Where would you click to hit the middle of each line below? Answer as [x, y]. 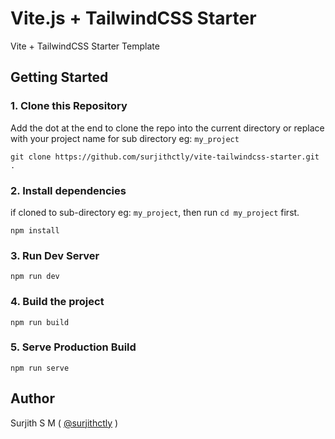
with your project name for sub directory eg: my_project [125, 138]
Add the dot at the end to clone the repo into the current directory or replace [167, 128]
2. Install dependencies [68, 190]
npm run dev [35, 277]
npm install [35, 230]
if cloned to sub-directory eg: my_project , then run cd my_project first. [155, 212]
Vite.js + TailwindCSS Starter [133, 18]
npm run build [40, 322]
